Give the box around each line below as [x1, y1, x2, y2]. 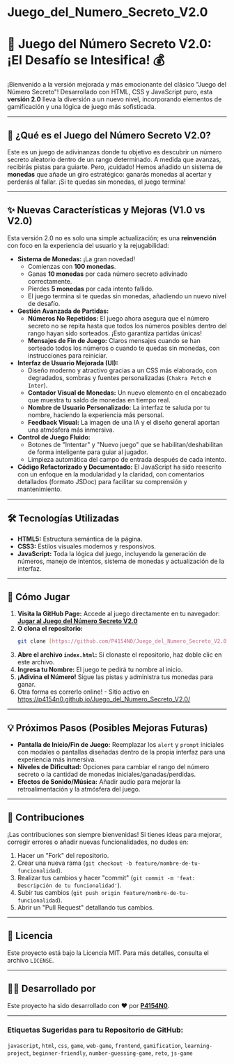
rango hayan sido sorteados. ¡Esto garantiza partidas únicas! [27, 329, 202, 337]
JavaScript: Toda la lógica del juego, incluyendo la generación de [17, 549, 207, 557]
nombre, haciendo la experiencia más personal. [27, 410, 164, 419]
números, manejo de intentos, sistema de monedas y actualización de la [17, 557, 225, 565]
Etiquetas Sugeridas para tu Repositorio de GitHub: [7, 1025, 184, 1035]
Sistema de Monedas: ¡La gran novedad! [17, 254, 136, 263]
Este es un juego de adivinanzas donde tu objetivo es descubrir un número [7, 147, 222, 156]
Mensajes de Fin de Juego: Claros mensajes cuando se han [27, 336, 201, 344]
